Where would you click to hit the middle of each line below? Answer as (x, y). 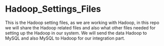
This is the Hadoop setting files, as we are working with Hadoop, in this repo (82, 23)
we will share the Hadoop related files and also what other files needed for (80, 27)
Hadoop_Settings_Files (53, 9)
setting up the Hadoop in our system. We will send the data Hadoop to (76, 33)
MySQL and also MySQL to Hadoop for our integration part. (65, 38)
